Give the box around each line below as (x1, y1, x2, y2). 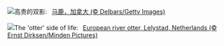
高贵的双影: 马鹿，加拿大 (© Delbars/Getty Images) (14, 8, 166, 15)
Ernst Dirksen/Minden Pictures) (7, 31, 98, 39)
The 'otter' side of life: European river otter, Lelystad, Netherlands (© (14, 24, 218, 31)
